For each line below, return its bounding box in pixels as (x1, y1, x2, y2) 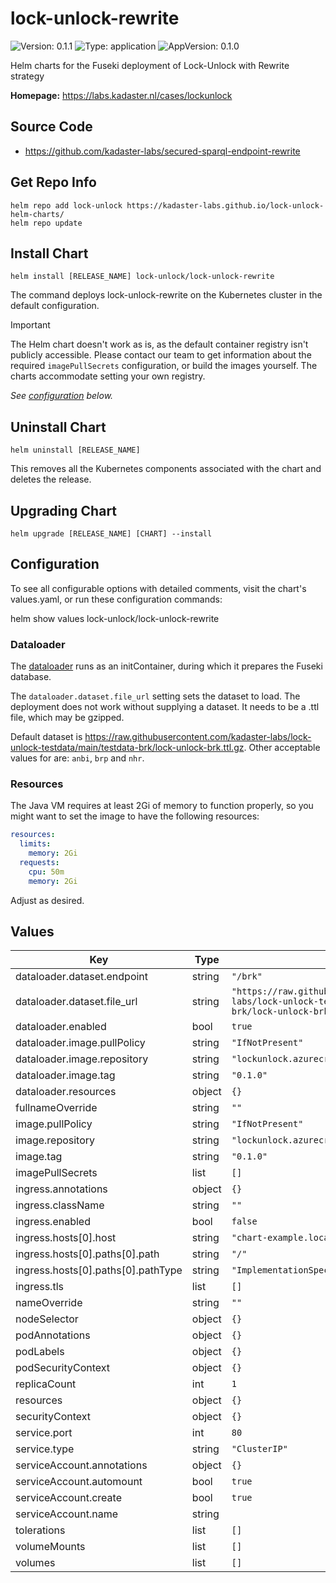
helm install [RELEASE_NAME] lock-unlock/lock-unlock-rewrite (10, 272, 275, 282)
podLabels (15, 1345, 65, 1359)
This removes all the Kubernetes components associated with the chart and (10, 463, 322, 475)
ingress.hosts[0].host (15, 1231, 117, 1245)
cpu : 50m (28, 867, 65, 877)
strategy (10, 70, 45, 82)
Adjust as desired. (10, 894, 85, 906)
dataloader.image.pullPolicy (15, 1036, 146, 1050)
